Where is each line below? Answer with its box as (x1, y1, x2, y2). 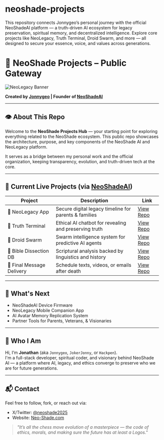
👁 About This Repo (5, 113, 65, 121)
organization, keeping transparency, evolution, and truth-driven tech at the (5, 158, 155, 164)
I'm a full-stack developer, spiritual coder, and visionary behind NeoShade (5, 355, 154, 361)
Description (80, 197, 108, 204)
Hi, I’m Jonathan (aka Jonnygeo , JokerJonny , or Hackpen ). (5, 350, 118, 355)
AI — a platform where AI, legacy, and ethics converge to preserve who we (5, 360, 156, 366)
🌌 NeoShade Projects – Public (5, 58, 127, 69)
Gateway (5, 68, 42, 79)
